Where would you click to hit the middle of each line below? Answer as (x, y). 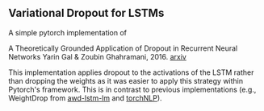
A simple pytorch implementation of (68, 32)
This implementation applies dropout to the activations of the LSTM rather (131, 72)
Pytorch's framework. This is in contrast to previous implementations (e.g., (132, 89)
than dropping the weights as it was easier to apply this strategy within (126, 80)
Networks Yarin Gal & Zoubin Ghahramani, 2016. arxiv (98, 56)
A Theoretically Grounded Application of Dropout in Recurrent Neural (123, 48)
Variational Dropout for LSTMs (86, 13)
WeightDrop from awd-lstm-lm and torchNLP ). (86, 98)
